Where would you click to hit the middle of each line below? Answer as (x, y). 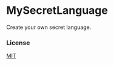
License (18, 43)
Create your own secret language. (49, 27)
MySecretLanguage (57, 11)
